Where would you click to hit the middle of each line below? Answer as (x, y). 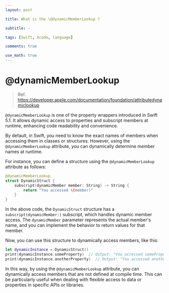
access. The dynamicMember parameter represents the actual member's (78, 220)
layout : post (19, 10)
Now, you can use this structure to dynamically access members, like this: (82, 240)
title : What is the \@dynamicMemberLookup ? (53, 19)
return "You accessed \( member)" (58, 190)
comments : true (21, 46)
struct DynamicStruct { (30, 181)
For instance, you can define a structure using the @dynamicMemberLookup (80, 161)
